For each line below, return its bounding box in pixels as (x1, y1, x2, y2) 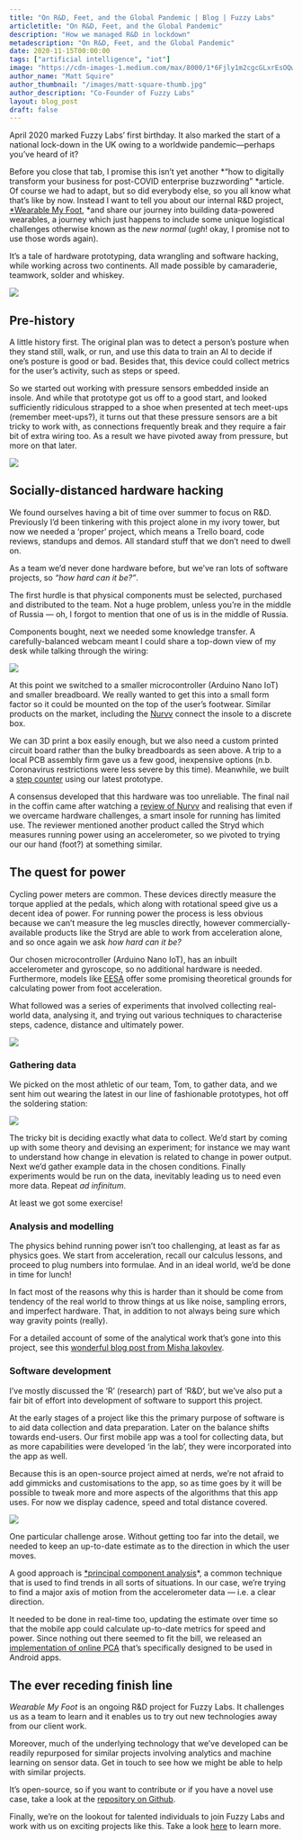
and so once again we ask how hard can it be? (9, 937, 182, 947)
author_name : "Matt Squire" (9, 72, 115, 81)
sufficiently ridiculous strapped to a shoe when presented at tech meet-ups (9, 402, 289, 413)
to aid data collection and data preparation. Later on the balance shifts (9, 1422, 270, 1432)
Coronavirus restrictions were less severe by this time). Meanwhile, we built (9, 764, 289, 775)
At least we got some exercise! (9, 1198, 123, 1208)
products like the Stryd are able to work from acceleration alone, (44, 927, 283, 938)
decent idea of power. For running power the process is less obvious (9, 908, 263, 919)
